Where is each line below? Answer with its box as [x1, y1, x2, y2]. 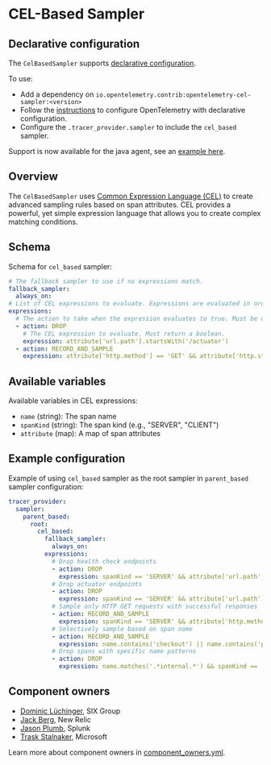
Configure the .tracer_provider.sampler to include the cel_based [19, 123, 237, 131]
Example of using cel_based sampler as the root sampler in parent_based [8, 473, 248, 483]
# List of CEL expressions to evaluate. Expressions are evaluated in [8, 300, 251, 308]
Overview [8, 170, 59, 184]
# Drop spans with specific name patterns [51, 647, 197, 655]
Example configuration [8, 452, 126, 466]
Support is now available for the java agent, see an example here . [8, 147, 226, 156]
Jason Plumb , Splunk [19, 723, 91, 733]
